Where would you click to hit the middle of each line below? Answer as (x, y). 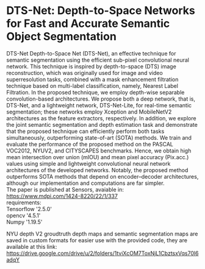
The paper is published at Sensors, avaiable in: (65, 189)
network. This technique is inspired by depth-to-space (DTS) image (92, 66)
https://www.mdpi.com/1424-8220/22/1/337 (62, 196)
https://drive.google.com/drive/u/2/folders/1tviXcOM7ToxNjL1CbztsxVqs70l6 (103, 253)
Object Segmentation (62, 37)
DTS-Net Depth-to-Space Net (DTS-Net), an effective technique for (91, 53)
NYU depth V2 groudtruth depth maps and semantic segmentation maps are (102, 234)
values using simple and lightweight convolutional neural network (88, 163)
